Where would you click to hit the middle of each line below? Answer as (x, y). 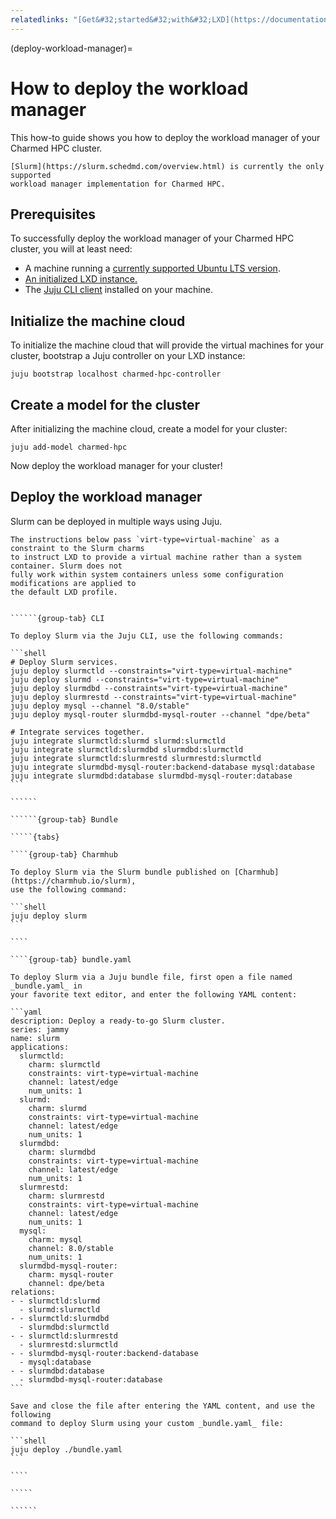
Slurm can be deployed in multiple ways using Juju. (116, 521)
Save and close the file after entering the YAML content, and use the (162, 1406)
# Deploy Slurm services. (64, 662)
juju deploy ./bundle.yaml (66, 1449)
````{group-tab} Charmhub (64, 854)
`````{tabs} (35, 837)
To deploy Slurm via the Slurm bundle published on (120, 872)
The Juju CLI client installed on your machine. (119, 290)
